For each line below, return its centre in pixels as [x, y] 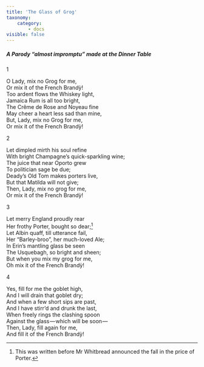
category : [30, 23]
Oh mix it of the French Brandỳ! [46, 265]
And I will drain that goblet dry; [45, 295]
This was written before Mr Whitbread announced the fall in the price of [105, 351]
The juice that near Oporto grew [46, 163]
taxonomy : [19, 18]
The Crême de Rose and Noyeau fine [53, 107]
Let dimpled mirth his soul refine [46, 150]
